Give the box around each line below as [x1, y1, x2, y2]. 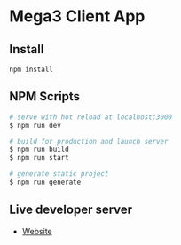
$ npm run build [9, 145, 69, 154]
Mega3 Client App [9, 6, 146, 27]
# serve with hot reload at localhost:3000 [9, 113, 173, 122]
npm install [9, 65, 53, 74]
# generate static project [9, 170, 109, 178]
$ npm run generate [9, 178, 82, 187]
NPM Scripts [9, 89, 81, 104]
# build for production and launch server [9, 137, 169, 146]
